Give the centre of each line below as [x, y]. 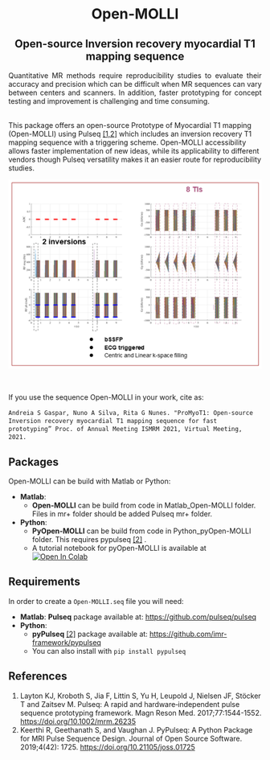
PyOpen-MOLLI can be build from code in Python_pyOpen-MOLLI [141, 531]
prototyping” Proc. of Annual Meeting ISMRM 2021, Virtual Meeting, [125, 429]
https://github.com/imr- [188, 634]
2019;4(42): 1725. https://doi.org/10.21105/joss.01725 [107, 747]
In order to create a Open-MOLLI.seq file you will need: [96, 601]
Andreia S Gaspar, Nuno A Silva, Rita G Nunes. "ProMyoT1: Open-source [131, 413]
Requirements [44, 582]
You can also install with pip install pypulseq [109, 651]
